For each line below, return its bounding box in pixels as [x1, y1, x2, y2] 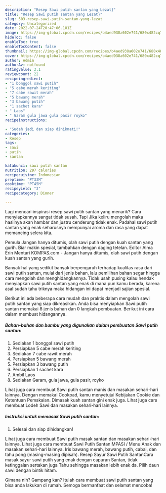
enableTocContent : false [5, 44, 56, 49]
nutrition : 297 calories [5, 168, 56, 173]
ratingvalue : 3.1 [5, 67, 41, 72]
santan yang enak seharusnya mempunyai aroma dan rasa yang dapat [5, 224, 148, 230]
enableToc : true [5, 40, 39, 45]
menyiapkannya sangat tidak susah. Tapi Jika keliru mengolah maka [5, 214, 143, 220]
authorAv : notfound [5, 62, 45, 67]
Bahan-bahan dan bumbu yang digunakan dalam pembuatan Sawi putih [5, 322, 158, 328]
